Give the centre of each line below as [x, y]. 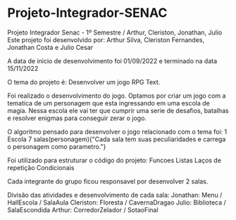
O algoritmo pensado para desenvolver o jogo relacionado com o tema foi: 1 [117, 131]
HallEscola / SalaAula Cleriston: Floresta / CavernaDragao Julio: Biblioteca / [117, 202]
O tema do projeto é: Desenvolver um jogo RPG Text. [84, 82]
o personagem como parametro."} [57, 146]
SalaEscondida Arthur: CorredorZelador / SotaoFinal [83, 209]
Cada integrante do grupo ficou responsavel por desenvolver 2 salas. [108, 181]
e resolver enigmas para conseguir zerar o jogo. [77, 118]
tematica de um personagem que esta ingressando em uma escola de [108, 103]
